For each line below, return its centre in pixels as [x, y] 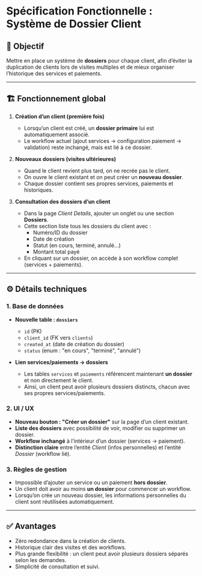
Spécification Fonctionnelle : [79, 11]
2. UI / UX [20, 408]
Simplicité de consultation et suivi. [57, 566]
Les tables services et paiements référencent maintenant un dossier [108, 374]
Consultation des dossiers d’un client [63, 201]
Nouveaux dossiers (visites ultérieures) [65, 159]
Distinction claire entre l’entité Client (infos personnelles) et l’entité [98, 447]
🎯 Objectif [25, 46]
